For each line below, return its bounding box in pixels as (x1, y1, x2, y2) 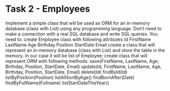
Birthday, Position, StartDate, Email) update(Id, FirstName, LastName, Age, (5, 63, 162, 70)
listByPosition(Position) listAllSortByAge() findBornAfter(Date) (5, 74, 135, 80)
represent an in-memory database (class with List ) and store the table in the (5, 47, 165, 53)
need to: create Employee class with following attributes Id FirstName (5, 36, 152, 42)
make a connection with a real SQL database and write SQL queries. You (5, 31, 158, 37)
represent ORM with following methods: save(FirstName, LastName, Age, (5, 58, 159, 64)
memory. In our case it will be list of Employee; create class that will (5, 52, 148, 59)
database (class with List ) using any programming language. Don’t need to (5, 25, 162, 31)
